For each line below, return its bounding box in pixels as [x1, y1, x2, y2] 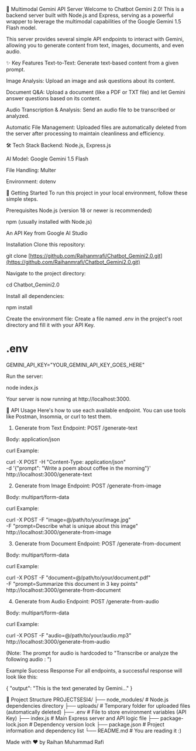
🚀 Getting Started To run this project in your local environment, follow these [6, 189, 188, 196]
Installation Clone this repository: [6, 241, 86, 248]
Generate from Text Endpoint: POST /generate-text [14, 424, 137, 431]
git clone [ [6, 252, 30, 259]
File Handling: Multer [6, 167, 57, 173]
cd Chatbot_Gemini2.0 [6, 281, 60, 288]
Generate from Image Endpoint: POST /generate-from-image [14, 482, 161, 489]
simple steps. [6, 196, 39, 202]
